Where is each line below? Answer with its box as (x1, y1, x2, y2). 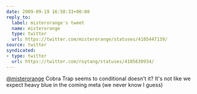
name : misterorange (11, 25, 61, 32)
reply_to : (6, 14, 31, 20)
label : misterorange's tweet (11, 20, 85, 26)
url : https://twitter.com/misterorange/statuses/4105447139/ (11, 36, 168, 42)
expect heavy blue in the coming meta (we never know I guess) (6, 81, 163, 88)
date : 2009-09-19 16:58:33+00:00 (6, 8, 90, 15)
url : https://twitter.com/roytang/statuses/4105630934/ (11, 58, 154, 64)
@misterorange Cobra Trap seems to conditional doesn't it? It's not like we (6, 75, 191, 82)
